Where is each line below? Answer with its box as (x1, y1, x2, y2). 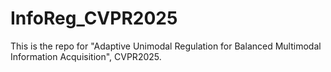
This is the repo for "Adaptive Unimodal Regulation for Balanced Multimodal (10, 40, 322, 52)
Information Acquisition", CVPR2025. (10, 50, 162, 62)
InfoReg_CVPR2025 (10, 7, 178, 30)
